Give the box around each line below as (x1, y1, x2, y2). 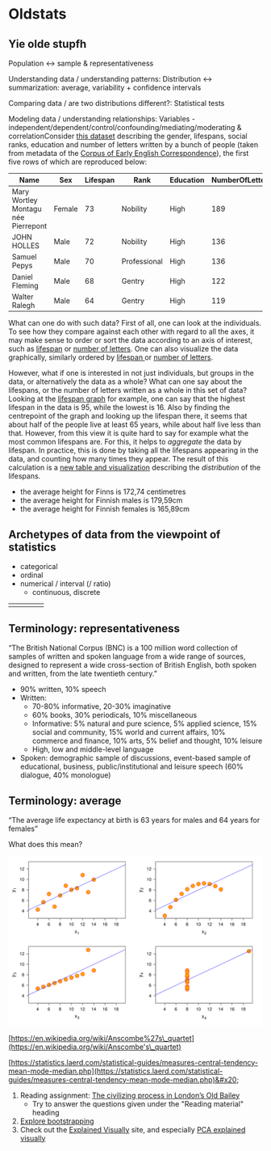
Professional (121, 256, 163, 266)
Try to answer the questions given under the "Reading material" (31, 1098, 244, 1108)
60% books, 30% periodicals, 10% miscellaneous (31, 710, 198, 720)
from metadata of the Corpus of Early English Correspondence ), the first (8, 149, 249, 158)
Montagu (11, 204, 42, 213)
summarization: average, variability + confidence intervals (8, 82, 202, 92)
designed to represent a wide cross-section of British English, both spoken (8, 660, 256, 670)
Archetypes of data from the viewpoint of (8, 527, 221, 542)
